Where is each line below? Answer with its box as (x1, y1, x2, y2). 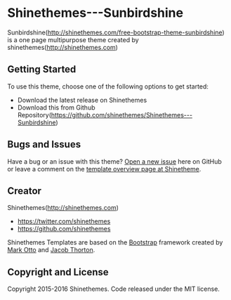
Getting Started (7, 63, 77, 75)
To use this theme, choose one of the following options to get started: (7, 82, 209, 91)
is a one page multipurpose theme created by (7, 35, 139, 44)
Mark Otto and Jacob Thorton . (7, 246, 95, 254)
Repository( (17, 110, 51, 119)
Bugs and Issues (7, 138, 81, 150)
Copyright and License (7, 266, 109, 278)
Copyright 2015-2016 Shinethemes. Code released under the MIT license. (7, 285, 220, 293)
